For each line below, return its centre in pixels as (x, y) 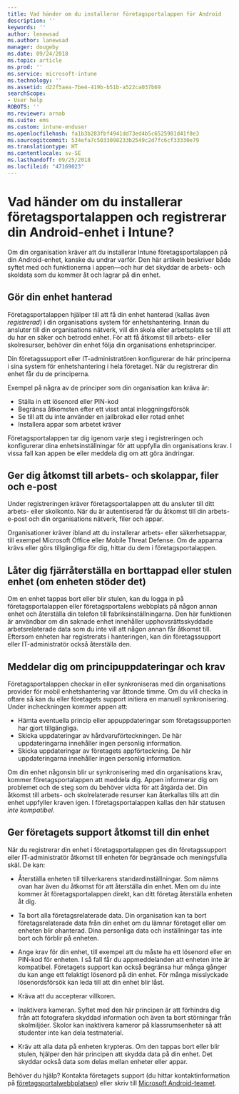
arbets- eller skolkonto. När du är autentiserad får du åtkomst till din (107, 512)
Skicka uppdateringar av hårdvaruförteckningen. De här (100, 735)
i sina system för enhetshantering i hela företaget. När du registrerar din (113, 366)
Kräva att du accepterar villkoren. (67, 996)
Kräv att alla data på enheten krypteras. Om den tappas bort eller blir (118, 1046)
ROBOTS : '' (24, 107)
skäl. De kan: (26, 865)
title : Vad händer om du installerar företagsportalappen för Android (115, 14)
